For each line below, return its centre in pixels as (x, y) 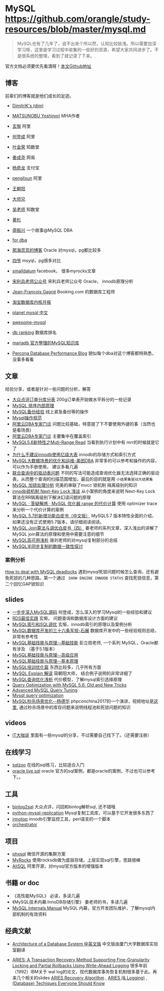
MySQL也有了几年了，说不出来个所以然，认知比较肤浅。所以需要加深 (87, 43)
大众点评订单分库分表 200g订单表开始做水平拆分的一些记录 (72, 399)
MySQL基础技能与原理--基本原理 (45, 661)
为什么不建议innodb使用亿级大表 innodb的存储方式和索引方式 (74, 454)
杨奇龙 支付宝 (26, 167)
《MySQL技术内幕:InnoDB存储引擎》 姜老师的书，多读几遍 (70, 902)
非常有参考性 (25, 637)
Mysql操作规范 (27, 418)
